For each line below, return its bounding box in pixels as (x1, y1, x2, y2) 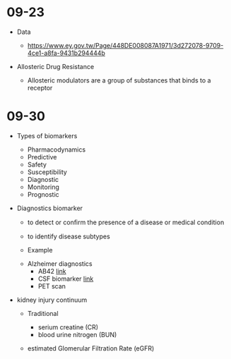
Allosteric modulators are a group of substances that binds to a (27, 75, 211, 85)
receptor (27, 83, 53, 92)
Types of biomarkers (16, 131, 78, 140)
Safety (27, 160, 47, 169)
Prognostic (27, 190, 59, 198)
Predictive (27, 152, 57, 161)
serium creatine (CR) (37, 322, 99, 331)
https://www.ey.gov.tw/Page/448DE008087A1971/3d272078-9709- (27, 41, 224, 49)
